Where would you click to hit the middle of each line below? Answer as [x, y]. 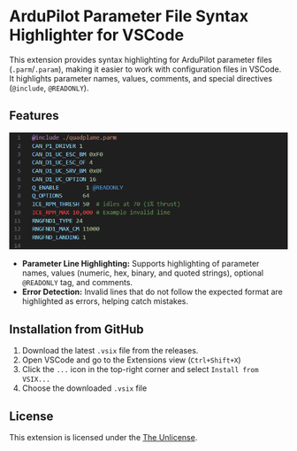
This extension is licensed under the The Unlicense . [103, 438]
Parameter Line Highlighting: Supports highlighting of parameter [141, 264]
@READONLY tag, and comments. [77, 283]
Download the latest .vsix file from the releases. [110, 351]
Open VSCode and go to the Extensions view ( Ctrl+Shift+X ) [131, 360]
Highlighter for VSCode [96, 35]
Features [34, 116]
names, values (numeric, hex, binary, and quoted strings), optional [142, 273]
